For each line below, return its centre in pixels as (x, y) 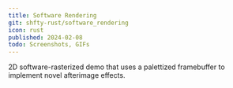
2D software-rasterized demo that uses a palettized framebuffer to (116, 67)
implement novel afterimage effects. (67, 75)
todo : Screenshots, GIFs (49, 45)
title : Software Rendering (53, 15)
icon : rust (26, 30)
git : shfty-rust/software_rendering (68, 23)
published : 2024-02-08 (45, 37)
